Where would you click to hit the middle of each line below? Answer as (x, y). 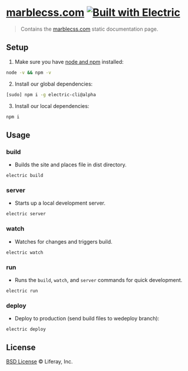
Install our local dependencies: (52, 106)
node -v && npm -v (29, 73)
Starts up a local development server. (60, 203)
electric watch (25, 252)
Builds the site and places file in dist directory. (70, 165)
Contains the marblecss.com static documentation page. (89, 29)
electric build (25, 176)
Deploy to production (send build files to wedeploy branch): (87, 319)
